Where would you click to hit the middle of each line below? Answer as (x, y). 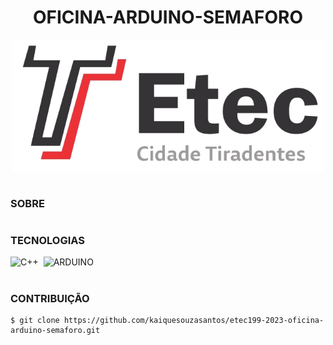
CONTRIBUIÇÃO (50, 298)
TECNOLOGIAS (47, 241)
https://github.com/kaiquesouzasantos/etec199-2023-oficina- (194, 321)
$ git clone (35, 321)
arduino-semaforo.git (55, 331)
